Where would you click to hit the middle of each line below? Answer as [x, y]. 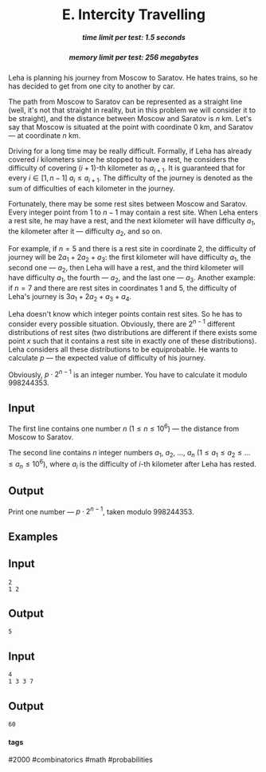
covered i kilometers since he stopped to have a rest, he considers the [123, 159]
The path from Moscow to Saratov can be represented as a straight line [125, 101]
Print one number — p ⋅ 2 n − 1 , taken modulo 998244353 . [101, 510]
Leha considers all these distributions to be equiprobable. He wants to [123, 349]
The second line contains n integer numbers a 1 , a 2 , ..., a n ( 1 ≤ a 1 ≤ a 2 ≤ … [129, 453]
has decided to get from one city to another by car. [92, 86]
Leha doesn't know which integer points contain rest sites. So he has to [125, 313]
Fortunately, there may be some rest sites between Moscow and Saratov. [128, 204]
